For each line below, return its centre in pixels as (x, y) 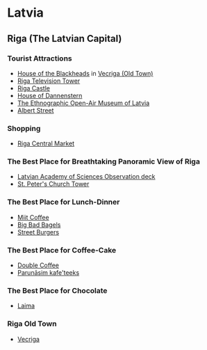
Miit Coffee (33, 217)
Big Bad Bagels (39, 225)
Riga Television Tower (49, 81)
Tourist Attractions (40, 58)
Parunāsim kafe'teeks (48, 273)
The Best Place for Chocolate (57, 290)
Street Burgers (38, 232)
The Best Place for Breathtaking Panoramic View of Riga (104, 161)
